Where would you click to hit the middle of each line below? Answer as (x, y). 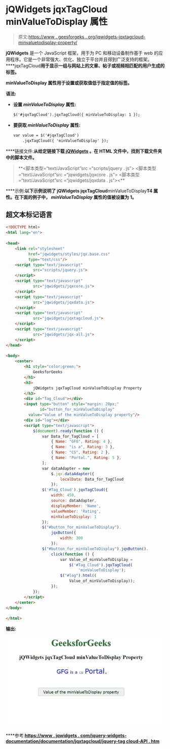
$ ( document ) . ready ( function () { (68, 431)
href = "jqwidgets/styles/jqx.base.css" (69, 254)
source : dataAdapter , (74, 501)
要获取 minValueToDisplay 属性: (47, 125)
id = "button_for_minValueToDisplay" (77, 410)
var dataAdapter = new (66, 469)
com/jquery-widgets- (103, 735)
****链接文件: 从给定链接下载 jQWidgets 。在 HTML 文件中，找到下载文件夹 (84, 151)
